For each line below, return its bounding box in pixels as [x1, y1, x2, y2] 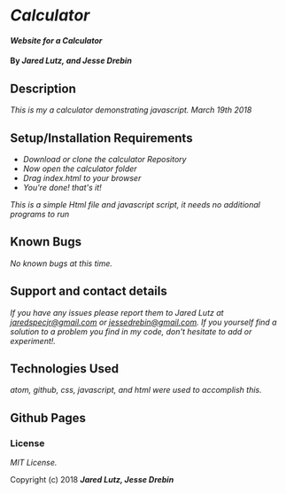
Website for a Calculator [10, 35, 103, 45]
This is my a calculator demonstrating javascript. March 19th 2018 [10, 105, 252, 115]
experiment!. [10, 335, 57, 346]
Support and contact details [10, 284, 167, 299]
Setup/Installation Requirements [10, 130, 193, 145]
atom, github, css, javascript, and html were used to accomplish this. [10, 385, 262, 396]
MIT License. [10, 458, 58, 468]
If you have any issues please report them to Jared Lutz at [10, 307, 224, 318]
